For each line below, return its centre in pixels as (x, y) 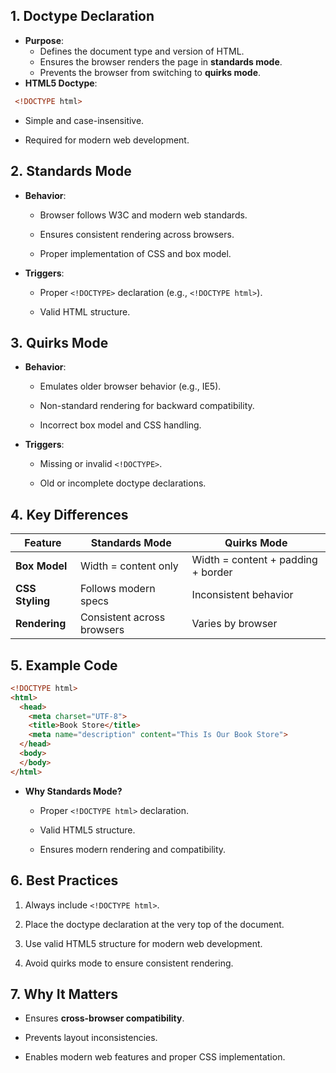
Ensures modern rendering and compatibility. (133, 849)
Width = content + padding (254, 560)
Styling (33, 601)
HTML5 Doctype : (61, 83)
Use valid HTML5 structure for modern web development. (143, 943)
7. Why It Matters (64, 994)
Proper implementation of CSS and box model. (135, 253)
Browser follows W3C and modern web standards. (143, 215)
